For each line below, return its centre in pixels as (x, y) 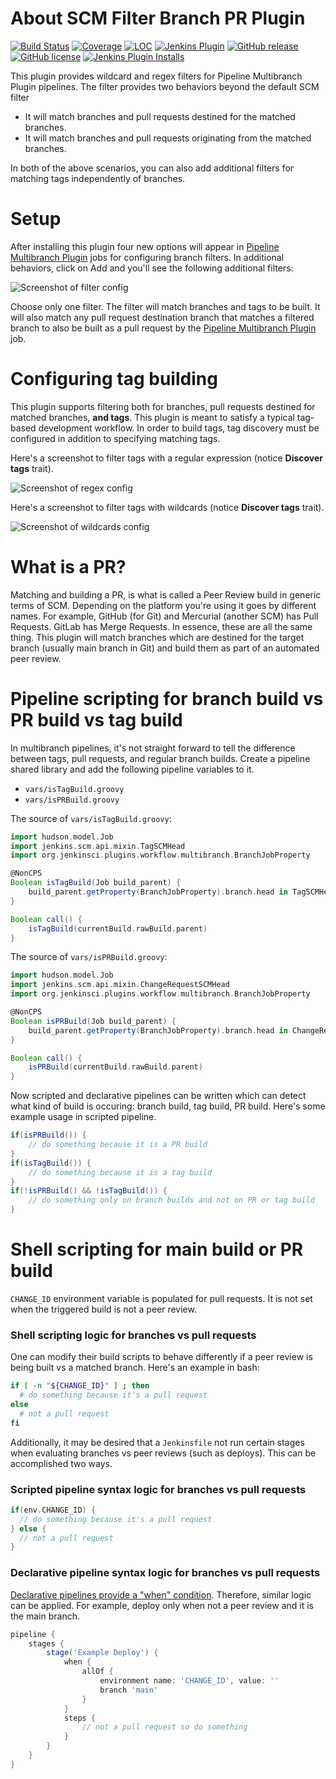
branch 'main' (129, 1690)
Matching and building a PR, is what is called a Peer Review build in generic (166, 594)
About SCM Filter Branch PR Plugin (158, 18)
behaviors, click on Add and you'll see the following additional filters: (152, 268)
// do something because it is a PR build (118, 1145)
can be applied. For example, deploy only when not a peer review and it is (162, 1605)
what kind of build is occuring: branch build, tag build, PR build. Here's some (168, 1106)
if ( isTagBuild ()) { (51, 1163)
